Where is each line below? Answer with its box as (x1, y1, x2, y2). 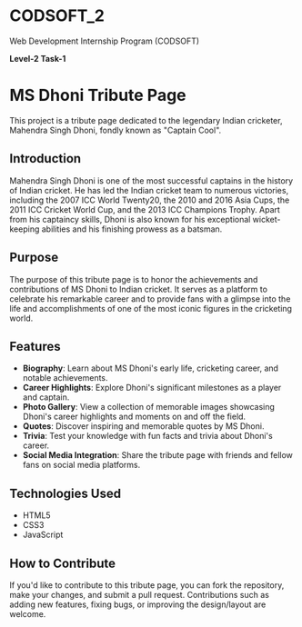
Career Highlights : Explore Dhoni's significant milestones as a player (22, 383, 282, 393)
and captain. (22, 392, 70, 403)
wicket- (252, 214, 281, 224)
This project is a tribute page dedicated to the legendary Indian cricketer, (9, 114, 283, 125)
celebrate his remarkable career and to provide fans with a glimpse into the (9, 293, 291, 304)
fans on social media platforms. (22, 460, 141, 471)
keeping (9, 224, 40, 234)
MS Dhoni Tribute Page (9, 85, 186, 105)
